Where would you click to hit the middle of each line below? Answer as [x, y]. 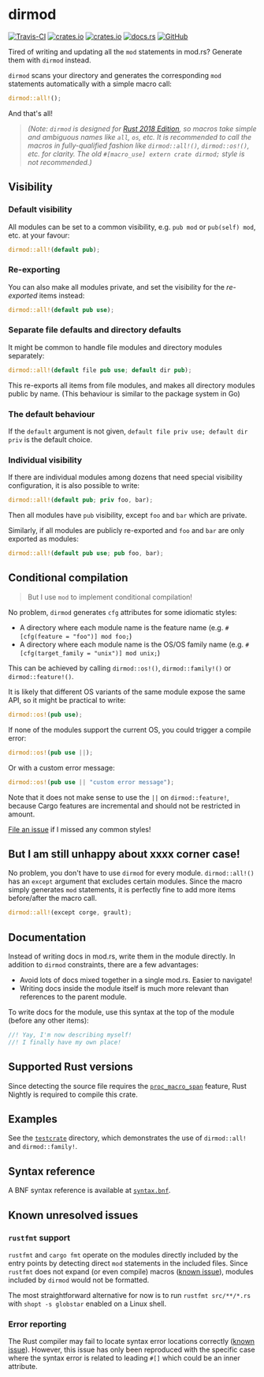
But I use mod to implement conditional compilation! [110, 597]
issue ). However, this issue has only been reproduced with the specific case [132, 1350]
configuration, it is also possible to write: [74, 486]
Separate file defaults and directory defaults [95, 330]
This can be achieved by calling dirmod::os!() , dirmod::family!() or [120, 668]
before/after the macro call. [52, 899]
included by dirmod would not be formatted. [79, 1280]
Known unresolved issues [73, 1215]
